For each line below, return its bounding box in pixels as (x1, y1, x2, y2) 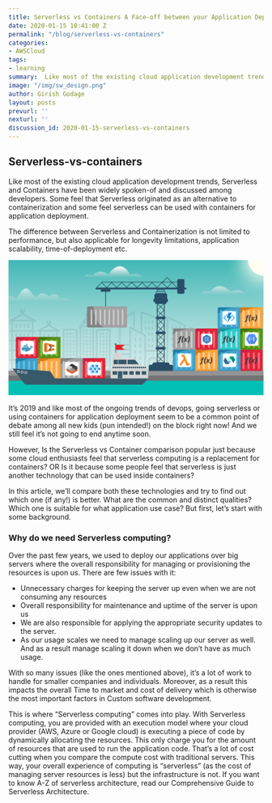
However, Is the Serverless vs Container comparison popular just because (8, 444, 257, 454)
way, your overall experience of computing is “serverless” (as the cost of (8, 761, 252, 771)
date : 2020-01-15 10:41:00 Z (8, 21, 107, 30)
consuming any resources (19, 592, 108, 601)
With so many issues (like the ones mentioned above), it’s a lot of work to (8, 668, 253, 678)
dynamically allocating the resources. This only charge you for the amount (8, 735, 257, 745)
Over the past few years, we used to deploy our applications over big (8, 550, 239, 560)
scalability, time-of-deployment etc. (8, 244, 128, 253)
